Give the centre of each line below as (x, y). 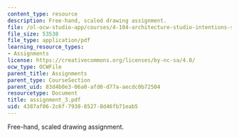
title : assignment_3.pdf (44, 100)
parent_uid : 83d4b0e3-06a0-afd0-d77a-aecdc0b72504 (84, 87)
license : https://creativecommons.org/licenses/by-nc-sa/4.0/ (101, 60)
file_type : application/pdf (49, 41)
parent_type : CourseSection (49, 80)
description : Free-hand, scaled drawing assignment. (87, 21)
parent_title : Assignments (47, 73)
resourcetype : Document (43, 93)
